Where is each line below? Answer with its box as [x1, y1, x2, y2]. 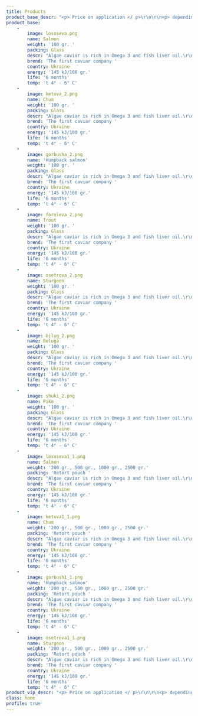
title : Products [6, 8, 46, 15]
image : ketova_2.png [27, 91, 78, 97]
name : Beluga [27, 338, 60, 344]
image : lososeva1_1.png [27, 453, 85, 460]
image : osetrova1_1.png [27, 634, 85, 641]
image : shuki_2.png [27, 393, 75, 399]
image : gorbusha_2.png [27, 151, 83, 157]
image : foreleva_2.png [27, 212, 83, 218]
